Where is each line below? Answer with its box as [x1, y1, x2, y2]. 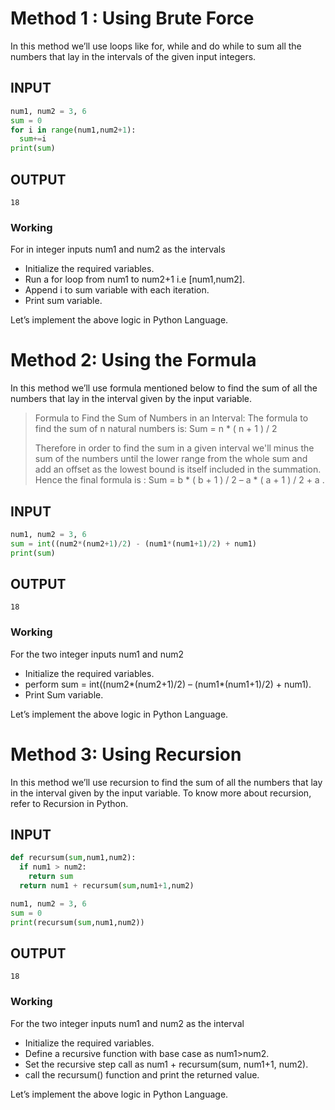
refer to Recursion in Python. [10, 797, 129, 809]
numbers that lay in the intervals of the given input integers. [10, 50, 257, 62]
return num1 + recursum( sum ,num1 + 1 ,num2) [19, 881, 195, 891]
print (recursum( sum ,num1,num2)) [10, 917, 145, 927]
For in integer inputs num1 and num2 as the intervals [10, 243, 226, 256]
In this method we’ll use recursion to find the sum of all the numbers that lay [10, 776, 323, 788]
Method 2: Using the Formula [10, 349, 257, 372]
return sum [28, 872, 74, 882]
